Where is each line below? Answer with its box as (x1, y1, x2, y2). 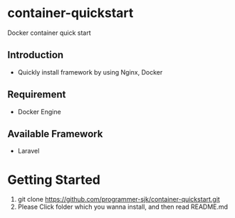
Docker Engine (17, 107, 62, 116)
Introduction (7, 49, 64, 61)
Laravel (17, 147, 40, 156)
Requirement (7, 89, 66, 101)
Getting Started (7, 172, 101, 187)
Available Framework (7, 128, 103, 140)
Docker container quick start (7, 28, 91, 37)
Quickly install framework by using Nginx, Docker (17, 67, 163, 76)
